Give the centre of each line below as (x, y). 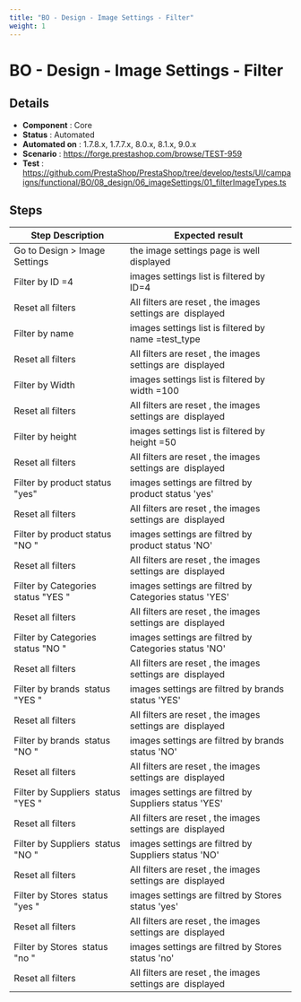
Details (29, 104)
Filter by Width (45, 385)
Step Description (68, 236)
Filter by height (46, 437)
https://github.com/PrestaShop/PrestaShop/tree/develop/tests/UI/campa (156, 172)
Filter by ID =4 (43, 282)
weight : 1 (28, 26)
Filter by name (44, 334)
